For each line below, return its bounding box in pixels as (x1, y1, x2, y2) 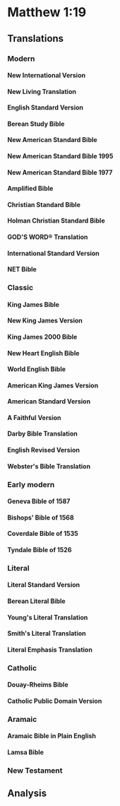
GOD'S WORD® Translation (7, 233, 88, 241)
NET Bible (7, 265, 37, 274)
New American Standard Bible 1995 (7, 152, 114, 160)
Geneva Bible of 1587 (7, 497, 71, 506)
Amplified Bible (7, 185, 54, 193)
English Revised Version (7, 446, 80, 455)
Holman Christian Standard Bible (7, 216, 105, 225)
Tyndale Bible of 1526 (7, 545, 72, 554)
